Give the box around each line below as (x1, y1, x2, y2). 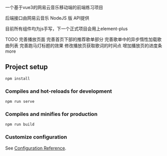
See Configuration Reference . (5, 145, 66, 151)
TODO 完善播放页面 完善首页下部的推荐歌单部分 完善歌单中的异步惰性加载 (5, 37, 157, 42)
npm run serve (5, 99, 35, 104)
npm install (5, 76, 30, 81)
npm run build (5, 122, 35, 127)
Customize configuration (5, 133, 67, 140)
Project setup (5, 63, 48, 71)
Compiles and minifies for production (5, 111, 97, 118)
